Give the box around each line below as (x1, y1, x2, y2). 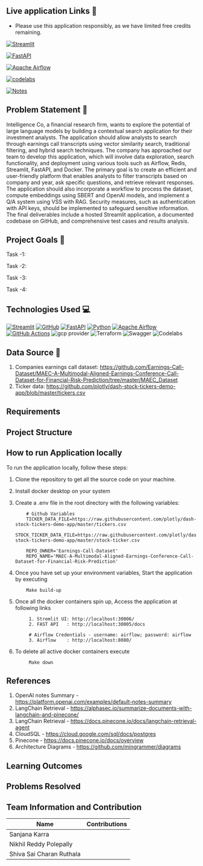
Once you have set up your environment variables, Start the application (14, 569, 193, 576)
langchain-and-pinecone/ (14, 711, 79, 718)
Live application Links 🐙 (6, 6, 97, 16)
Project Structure (6, 427, 72, 438)
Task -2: (6, 263, 27, 270)
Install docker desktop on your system (14, 487, 111, 494)
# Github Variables (26, 511, 76, 517)
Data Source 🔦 (6, 347, 61, 358)
